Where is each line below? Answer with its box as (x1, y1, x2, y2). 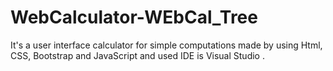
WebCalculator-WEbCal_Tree (10, 6, 258, 29)
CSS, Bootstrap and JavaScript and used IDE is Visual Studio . (10, 49, 265, 61)
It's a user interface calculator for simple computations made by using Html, (10, 39, 323, 51)
